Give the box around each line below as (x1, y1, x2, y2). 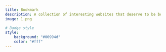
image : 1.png (5, 16, 32, 21)
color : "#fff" (14, 39, 43, 45)
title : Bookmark (5, 7, 39, 12)
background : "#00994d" (14, 35, 61, 40)
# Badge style (5, 25, 35, 30)
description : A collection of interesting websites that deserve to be (5, 12, 156, 17)
